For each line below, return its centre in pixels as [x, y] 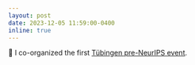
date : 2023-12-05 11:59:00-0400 [61, 23]
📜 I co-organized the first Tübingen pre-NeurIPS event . [98, 53]
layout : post [30, 15]
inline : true [30, 30]
